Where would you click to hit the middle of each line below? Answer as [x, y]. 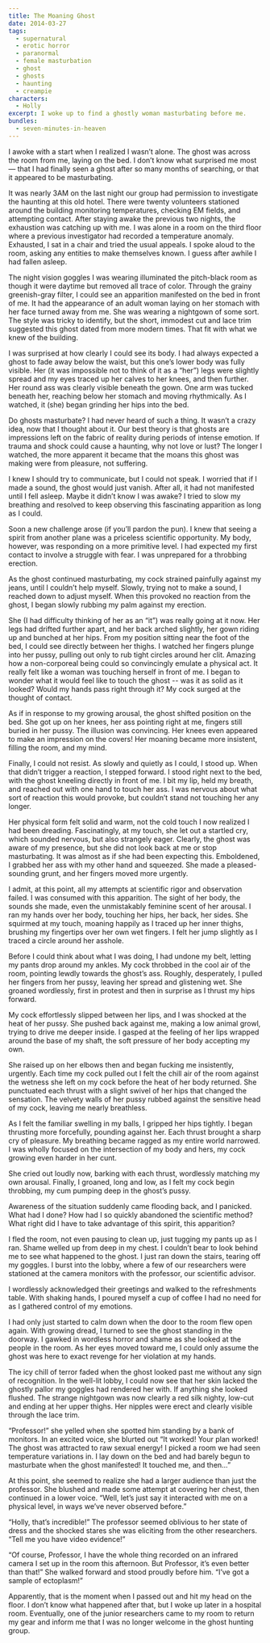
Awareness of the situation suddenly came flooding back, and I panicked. [130, 1206]
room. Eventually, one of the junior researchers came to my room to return [131, 1613]
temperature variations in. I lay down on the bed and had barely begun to [129, 1456]
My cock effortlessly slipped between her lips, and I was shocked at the [128, 1014]
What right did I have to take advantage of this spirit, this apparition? [122, 1223]
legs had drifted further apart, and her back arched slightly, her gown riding [134, 629]
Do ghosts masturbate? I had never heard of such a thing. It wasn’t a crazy [132, 420]
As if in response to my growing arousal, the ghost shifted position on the [130, 713]
